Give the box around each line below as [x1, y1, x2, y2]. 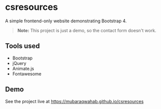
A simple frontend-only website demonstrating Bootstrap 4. [5, 18, 127, 24]
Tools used [5, 42, 40, 51]
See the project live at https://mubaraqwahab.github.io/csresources [5, 98, 144, 104]
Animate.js [12, 65, 34, 71]
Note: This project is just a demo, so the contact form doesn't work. [17, 27, 157, 33]
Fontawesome [12, 71, 42, 77]
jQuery [12, 60, 26, 66]
